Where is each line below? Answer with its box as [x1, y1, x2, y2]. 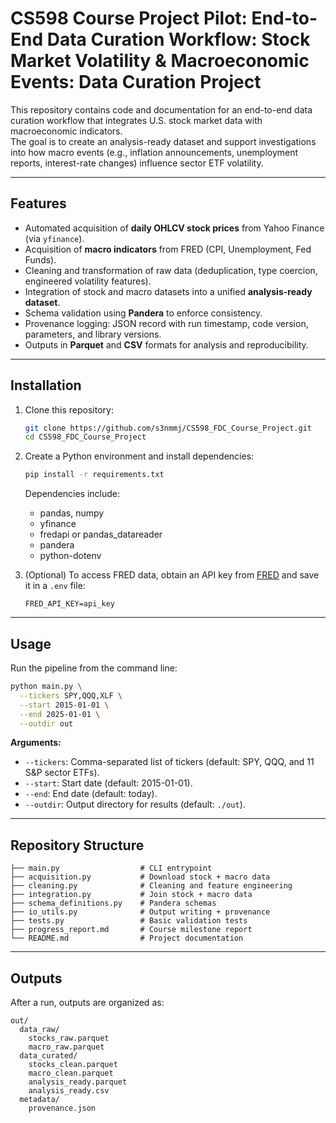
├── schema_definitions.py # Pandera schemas [10, 898, 217, 909]
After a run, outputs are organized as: [10, 997, 165, 1008]
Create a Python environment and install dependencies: [24, 450, 255, 462]
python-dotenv [39, 550, 102, 562]
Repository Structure [10, 837, 145, 854]
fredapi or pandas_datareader [39, 528, 163, 541]
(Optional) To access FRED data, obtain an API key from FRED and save [24, 569, 320, 581]
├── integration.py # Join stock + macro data [10, 890, 253, 900]
